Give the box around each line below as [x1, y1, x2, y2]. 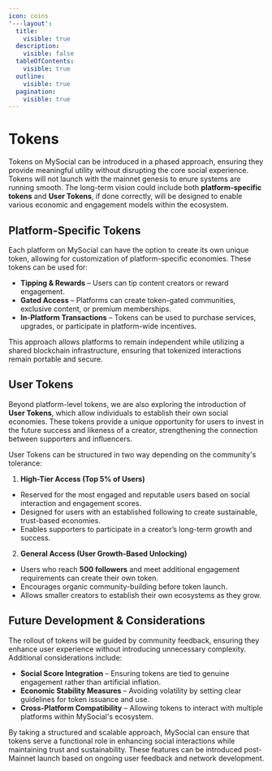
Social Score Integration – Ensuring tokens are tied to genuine [19, 668, 230, 678]
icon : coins [8, 11, 49, 20]
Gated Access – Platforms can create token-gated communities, [19, 296, 236, 305]
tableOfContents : [15, 58, 75, 66]
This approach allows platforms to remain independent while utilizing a [8, 337, 245, 346]
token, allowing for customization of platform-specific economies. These [8, 253, 252, 263]
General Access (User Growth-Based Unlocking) [19, 548, 188, 558]
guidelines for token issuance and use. [19, 694, 150, 704]
